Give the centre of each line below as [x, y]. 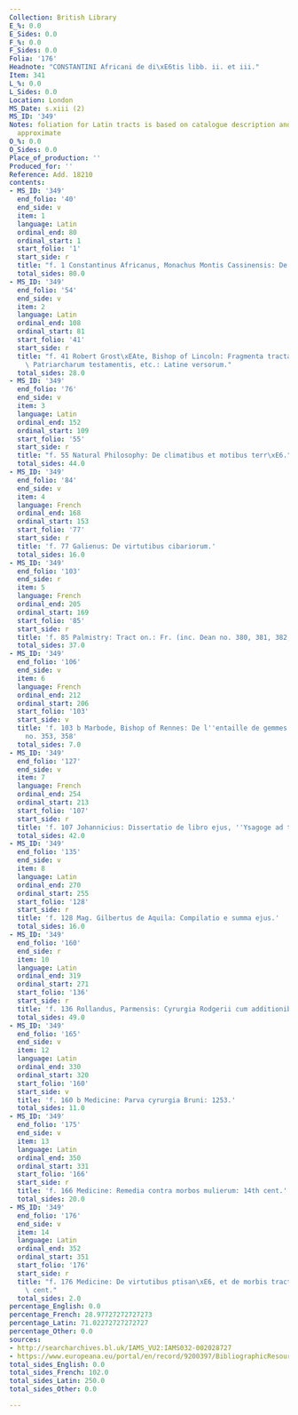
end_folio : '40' [47, 200]
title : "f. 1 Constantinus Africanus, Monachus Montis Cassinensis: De [153, 266]
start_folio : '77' [51, 530]
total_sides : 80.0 [51, 274]
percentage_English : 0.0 [55, 1307]
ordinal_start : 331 [53, 1166]
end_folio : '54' [47, 290]
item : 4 [31, 497]
